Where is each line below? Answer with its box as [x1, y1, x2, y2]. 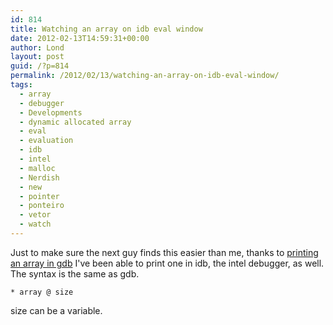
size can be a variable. [10, 304, 103, 316]
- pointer [19, 191, 60, 201]
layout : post [10, 52, 65, 62]
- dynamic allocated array [19, 117, 132, 127]
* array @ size [10, 287, 74, 297]
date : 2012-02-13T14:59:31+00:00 [10, 33, 150, 43]
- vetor [19, 210, 52, 220]
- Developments [19, 107, 83, 118]
